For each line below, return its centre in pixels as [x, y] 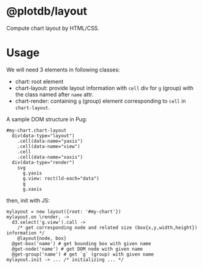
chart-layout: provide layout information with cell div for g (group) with [104, 88]
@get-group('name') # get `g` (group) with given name [83, 254]
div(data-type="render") [43, 162]
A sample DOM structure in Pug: [47, 119]
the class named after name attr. [54, 94]
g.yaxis [32, 173]
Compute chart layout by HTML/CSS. [53, 28]
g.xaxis [32, 189]
